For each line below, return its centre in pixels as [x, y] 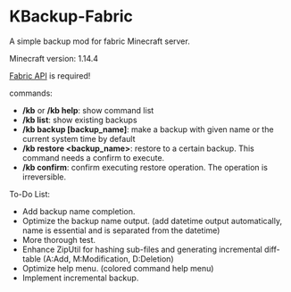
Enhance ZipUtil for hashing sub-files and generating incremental [142, 249]
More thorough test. [59, 239]
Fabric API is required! [50, 75]
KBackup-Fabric [71, 17]
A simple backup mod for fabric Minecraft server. [100, 41]
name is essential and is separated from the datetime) [121, 230]
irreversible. [44, 177]
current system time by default [79, 138]
